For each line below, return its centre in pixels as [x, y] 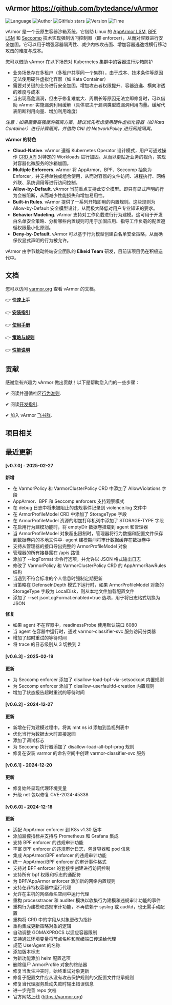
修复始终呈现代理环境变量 [40, 788]
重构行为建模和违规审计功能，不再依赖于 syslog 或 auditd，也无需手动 [86, 907]
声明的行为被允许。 [51, 240]
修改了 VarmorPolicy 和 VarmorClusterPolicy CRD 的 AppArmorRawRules [89, 565]
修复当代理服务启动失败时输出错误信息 [53, 984]
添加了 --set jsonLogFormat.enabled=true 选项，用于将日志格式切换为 [86, 598]
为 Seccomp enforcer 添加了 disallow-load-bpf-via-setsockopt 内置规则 [88, 679]
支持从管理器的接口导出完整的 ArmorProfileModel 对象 [70, 546]
